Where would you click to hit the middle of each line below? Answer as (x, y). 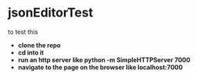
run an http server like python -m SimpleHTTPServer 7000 (104, 59)
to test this (23, 32)
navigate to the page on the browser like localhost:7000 (100, 67)
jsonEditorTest (51, 13)
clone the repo (39, 45)
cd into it (31, 52)
